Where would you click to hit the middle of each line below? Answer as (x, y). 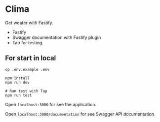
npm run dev (17, 82)
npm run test (19, 95)
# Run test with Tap (26, 91)
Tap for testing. (28, 42)
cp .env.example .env (27, 69)
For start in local (31, 58)
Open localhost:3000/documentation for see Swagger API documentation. (80, 114)
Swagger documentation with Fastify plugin (57, 37)
